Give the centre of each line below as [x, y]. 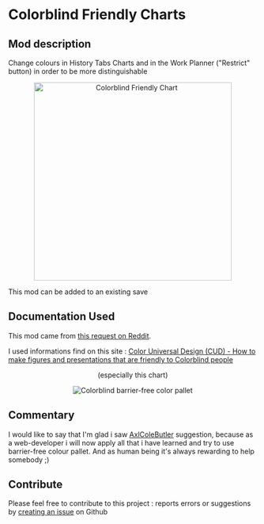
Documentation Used [62, 317]
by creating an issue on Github [58, 512]
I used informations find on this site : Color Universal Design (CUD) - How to [132, 351]
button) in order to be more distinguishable [78, 71]
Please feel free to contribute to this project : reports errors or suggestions [130, 503]
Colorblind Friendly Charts [97, 15]
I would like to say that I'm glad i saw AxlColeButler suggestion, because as [131, 434]
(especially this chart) [133, 375]
